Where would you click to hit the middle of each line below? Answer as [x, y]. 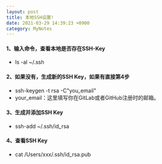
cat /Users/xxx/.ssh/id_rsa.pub [53, 154]
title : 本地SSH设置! [30, 17]
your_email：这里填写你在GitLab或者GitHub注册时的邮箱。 [87, 97]
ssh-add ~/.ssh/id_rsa [42, 126]
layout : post [22, 12]
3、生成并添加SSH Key [35, 112]
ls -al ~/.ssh [29, 62]
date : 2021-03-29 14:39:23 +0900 [48, 23]
